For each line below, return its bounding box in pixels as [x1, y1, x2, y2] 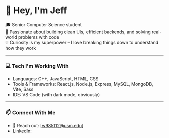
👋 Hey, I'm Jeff [5, 5, 67, 16]
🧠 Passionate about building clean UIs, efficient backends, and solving [5, 29, 151, 35]
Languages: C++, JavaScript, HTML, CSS [12, 76, 99, 82]
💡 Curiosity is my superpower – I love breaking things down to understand [5, 39, 159, 45]
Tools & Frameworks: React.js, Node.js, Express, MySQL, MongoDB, [12, 81, 153, 87]
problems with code [18, 34, 59, 40]
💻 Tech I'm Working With [5, 62, 69, 69]
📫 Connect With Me [5, 109, 56, 116]
